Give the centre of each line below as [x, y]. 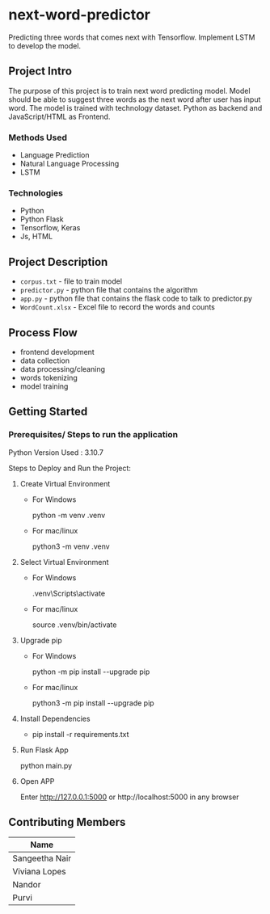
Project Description [58, 261]
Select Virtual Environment [64, 562]
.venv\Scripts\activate [69, 593]
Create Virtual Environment [65, 483]
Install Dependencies [55, 718]
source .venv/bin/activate [74, 625]
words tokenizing [49, 377]
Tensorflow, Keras [50, 228]
